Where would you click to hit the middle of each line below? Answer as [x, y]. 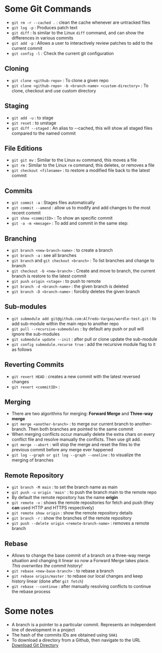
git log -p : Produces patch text [45, 27]
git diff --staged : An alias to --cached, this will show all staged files [82, 128]
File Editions [23, 148]
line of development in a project [43, 630]
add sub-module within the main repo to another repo [65, 324]
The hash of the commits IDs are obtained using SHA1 [65, 635]
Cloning [17, 69]
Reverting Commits [34, 365]
